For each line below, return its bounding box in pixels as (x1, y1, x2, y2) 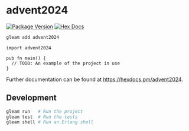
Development (6, 93, 57, 103)
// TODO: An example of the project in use (11, 60, 120, 66)
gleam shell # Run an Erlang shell (6, 119, 94, 125)
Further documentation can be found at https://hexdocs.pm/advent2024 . (6, 76, 183, 83)
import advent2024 (6, 45, 51, 51)
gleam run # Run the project (6, 108, 83, 115)
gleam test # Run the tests (6, 114, 78, 120)
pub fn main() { (6, 55, 46, 61)
